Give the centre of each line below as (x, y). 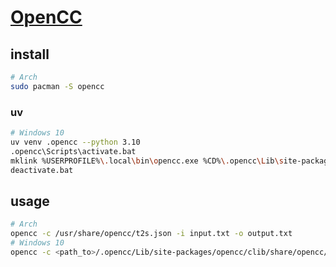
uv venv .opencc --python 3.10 (75, 142)
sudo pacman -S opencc (57, 86)
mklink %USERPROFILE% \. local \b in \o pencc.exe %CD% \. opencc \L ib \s (147, 161)
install (30, 54)
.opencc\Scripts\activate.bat (73, 151)
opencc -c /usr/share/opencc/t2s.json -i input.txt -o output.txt (151, 234)
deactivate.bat (42, 170)
